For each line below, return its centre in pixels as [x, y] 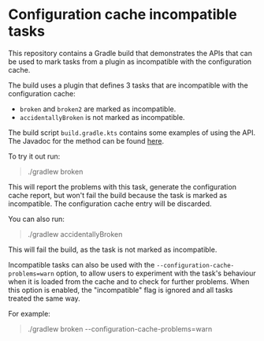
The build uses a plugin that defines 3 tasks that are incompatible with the [128, 85]
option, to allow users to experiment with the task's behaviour [156, 273]
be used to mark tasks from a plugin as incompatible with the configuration [130, 62]
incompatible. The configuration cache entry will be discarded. [110, 204]
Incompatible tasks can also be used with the [82, 264]
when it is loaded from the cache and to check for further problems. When [129, 281]
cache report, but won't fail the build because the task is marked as [117, 195]
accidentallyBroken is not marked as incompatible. [102, 117]
